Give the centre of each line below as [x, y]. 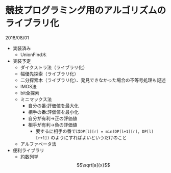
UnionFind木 [33, 55]
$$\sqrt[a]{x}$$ [93, 165]
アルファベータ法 [38, 144]
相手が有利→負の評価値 [53, 125]
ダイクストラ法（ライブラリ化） [54, 67]
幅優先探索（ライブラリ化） [50, 73]
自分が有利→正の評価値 [53, 118]
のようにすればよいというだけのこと [89, 137]
